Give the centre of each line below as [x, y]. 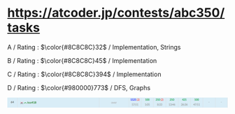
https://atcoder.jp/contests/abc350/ [116, 13]
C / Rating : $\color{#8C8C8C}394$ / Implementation [84, 74]
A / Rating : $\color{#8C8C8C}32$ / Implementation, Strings [94, 47]
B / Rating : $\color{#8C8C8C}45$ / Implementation [82, 60]
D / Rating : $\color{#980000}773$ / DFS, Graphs [79, 87]
